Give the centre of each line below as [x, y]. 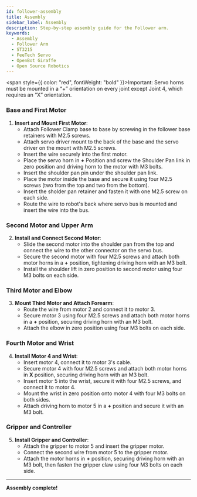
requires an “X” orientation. [39, 95]
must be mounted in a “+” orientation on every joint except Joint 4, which [94, 89]
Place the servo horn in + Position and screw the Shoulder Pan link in [107, 160]
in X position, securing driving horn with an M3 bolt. [86, 375]
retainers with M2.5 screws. [57, 135]
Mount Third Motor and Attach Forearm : [64, 303]
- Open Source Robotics [40, 66]
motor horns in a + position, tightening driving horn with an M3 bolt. [105, 263]
